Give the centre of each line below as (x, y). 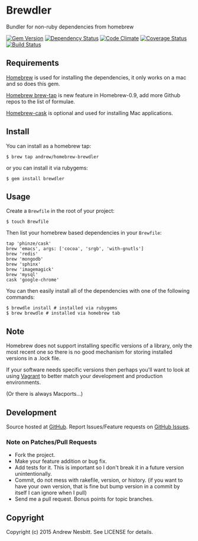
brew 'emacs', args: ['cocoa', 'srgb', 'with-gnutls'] (75, 249)
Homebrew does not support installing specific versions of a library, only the (99, 346)
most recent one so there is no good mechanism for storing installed (89, 352)
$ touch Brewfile (27, 222)
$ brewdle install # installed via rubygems (62, 308)
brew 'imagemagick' (30, 270)
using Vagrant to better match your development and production (85, 376)
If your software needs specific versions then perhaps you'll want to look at (98, 370)
